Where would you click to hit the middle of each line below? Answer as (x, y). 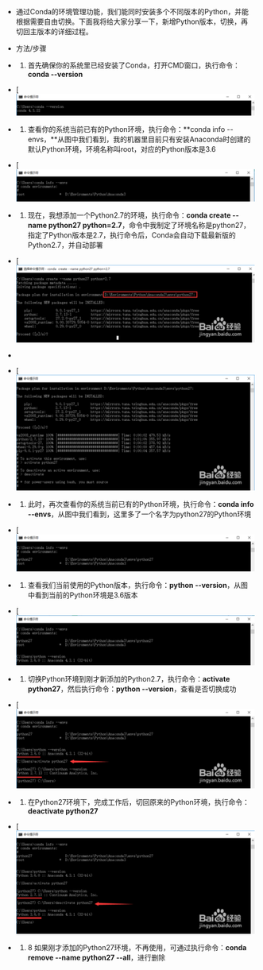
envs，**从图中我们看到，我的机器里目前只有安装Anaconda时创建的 (139, 139)
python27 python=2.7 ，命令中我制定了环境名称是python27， (149, 226)
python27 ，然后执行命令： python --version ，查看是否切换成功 (132, 689)
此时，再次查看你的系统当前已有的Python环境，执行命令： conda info (141, 504)
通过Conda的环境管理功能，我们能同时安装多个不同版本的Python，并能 (132, 12)
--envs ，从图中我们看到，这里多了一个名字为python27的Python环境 (139, 514)
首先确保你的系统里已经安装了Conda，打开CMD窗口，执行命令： (133, 65)
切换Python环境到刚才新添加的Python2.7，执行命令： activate (129, 679)
